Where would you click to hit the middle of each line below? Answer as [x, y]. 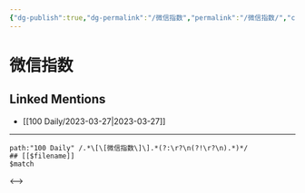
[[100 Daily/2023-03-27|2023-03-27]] [94, 121]
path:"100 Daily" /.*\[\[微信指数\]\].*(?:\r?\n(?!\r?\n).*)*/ [128, 148]
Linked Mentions [58, 99]
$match [22, 164]
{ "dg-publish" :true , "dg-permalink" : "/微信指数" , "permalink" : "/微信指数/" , [148, 18]
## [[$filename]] [42, 156]
